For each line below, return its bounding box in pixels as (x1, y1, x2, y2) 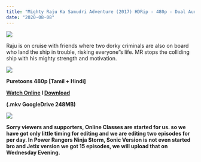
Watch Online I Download (6, 89, 71, 96)
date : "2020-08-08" (6, 14, 55, 20)
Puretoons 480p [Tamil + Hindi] (6, 77, 86, 84)
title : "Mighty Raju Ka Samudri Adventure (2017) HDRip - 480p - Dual (6, 8, 186, 15)
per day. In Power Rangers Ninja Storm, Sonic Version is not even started (6, 136, 191, 143)
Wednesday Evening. (6, 149, 61, 156)
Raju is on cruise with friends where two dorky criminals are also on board (6, 42, 189, 49)
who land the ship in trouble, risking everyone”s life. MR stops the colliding (6, 48, 190, 56)
